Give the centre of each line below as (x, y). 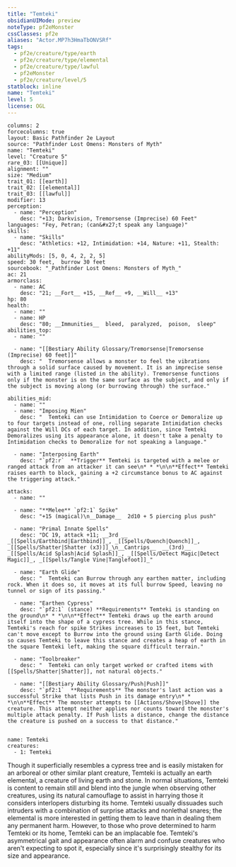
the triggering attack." (44, 479)
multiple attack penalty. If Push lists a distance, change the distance (118, 715)
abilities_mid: (30, 398)
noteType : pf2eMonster (41, 27)
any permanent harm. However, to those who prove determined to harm (112, 825)
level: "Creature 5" (38, 157)
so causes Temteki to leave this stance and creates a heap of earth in (117, 640)
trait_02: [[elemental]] (44, 188)
